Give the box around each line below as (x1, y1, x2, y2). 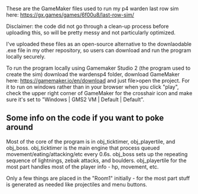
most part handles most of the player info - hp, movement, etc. (6, 163, 159, 170)
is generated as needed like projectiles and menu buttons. (6, 180, 148, 188)
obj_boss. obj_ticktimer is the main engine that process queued (6, 144, 160, 151)
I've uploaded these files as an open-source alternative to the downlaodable (6, 41, 192, 47)
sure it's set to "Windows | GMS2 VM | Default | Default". (6, 96, 145, 103)
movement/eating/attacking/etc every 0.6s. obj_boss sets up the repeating (6, 150, 188, 157)
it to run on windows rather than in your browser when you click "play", (6, 83, 179, 90)
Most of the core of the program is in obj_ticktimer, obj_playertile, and (6, 138, 176, 145)
